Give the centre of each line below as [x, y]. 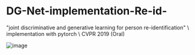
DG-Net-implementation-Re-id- [87, 11]
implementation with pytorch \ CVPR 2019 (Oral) [65, 33]
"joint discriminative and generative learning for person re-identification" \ [98, 27]
